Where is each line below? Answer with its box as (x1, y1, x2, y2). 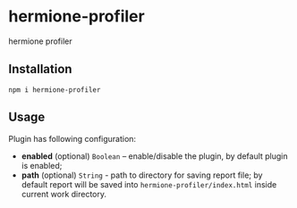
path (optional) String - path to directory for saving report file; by (21, 170, 263, 180)
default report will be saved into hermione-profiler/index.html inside (21, 179, 277, 189)
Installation (8, 62, 72, 77)
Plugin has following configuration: (8, 133, 136, 144)
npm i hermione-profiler (8, 85, 101, 95)
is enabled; (21, 160, 63, 171)
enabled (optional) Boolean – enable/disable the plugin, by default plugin (21, 150, 288, 162)
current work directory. (21, 188, 107, 199)
